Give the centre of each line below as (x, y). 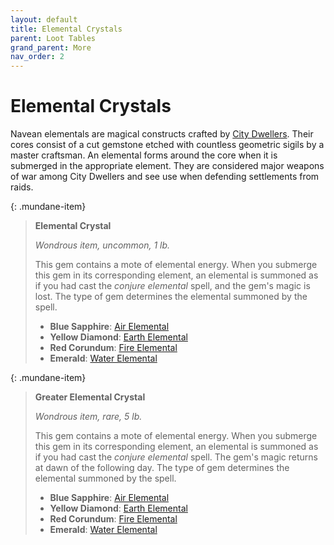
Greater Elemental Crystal (90, 397)
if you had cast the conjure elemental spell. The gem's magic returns (176, 457)
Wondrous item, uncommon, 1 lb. (102, 245)
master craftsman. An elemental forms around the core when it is (144, 155)
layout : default (44, 19)
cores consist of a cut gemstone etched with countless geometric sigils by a (167, 145)
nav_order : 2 (37, 57)
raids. (22, 187)
